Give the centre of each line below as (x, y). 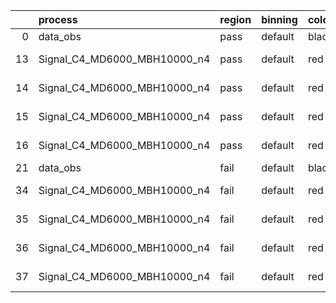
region (235, 19)
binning (279, 19)
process (58, 19)
